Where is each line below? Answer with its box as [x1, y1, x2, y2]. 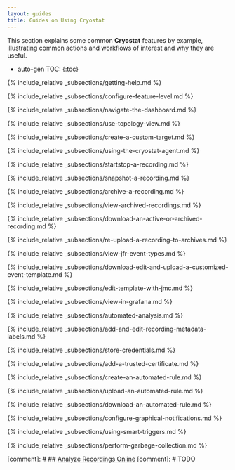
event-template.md [7, 270, 62, 278]
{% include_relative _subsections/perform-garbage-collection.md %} [7, 440, 208, 450]
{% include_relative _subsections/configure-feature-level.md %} [7, 92, 194, 100]
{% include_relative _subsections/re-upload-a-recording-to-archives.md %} [7, 235, 227, 244]
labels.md [7, 332, 36, 341]
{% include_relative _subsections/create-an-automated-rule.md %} [7, 373, 202, 381]
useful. [7, 51, 27, 60]
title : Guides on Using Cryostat [7, 17, 105, 24]
